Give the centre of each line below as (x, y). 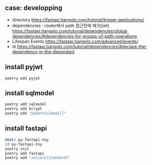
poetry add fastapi (25, 153)
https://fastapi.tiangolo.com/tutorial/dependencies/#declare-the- (82, 46)
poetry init (17, 149)
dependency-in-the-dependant (43, 52)
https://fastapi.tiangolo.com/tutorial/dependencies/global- (70, 31)
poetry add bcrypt (24, 109)
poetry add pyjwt (23, 78)
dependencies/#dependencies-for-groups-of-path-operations (75, 36)
